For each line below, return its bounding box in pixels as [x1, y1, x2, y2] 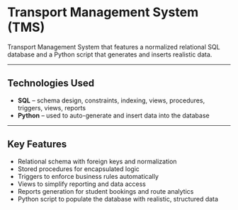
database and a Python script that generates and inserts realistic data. [7, 50, 212, 59]
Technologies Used [7, 77, 94, 89]
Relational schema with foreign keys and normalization [17, 157, 177, 165]
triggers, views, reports [17, 103, 86, 112]
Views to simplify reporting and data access [17, 180, 147, 188]
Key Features [7, 139, 67, 151]
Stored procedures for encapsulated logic [17, 164, 140, 173]
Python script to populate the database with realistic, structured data [17, 194, 218, 203]
